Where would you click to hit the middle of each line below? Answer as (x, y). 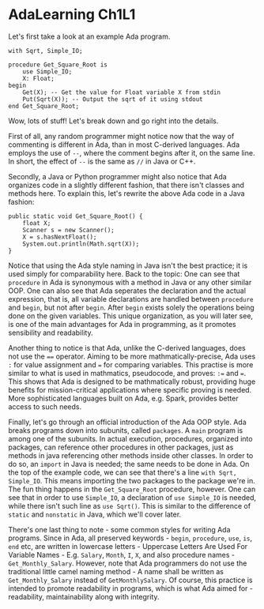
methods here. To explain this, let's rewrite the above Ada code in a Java (126, 193)
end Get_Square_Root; (44, 106)
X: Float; (39, 78)
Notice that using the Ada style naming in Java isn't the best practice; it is (128, 265)
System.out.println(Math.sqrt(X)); (81, 244)
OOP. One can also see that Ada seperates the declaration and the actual (127, 291)
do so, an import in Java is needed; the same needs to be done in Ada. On (129, 464)
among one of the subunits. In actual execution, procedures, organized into (130, 438)
